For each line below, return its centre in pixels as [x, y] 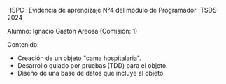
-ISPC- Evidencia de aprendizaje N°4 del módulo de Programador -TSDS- [113, 10]
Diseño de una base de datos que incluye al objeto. [91, 73]
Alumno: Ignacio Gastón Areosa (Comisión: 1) [72, 31]
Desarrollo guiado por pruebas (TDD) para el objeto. [92, 65]
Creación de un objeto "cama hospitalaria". [79, 58]
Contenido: [23, 44]
